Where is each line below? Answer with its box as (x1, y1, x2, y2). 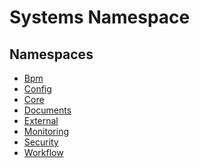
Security (23, 136, 59, 148)
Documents (23, 104, 72, 116)
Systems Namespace (9, 6, 191, 29)
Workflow (23, 147, 64, 158)
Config (23, 83, 52, 95)
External (23, 115, 59, 126)
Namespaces (9, 46, 94, 63)
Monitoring (23, 126, 69, 137)
